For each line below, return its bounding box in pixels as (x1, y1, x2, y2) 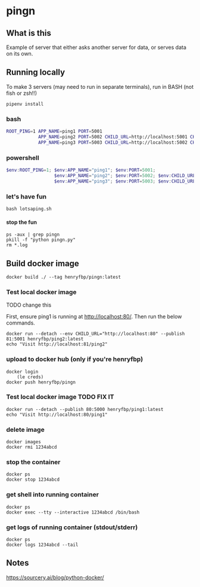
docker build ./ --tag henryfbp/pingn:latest (6, 274, 121, 280)
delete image (6, 425, 45, 434)
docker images (6, 439, 42, 445)
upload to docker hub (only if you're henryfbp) (6, 355, 143, 363)
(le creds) (17, 374, 44, 380)
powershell (6, 153, 40, 162)
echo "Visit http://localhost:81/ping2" (6, 341, 108, 347)
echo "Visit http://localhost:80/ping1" (6, 412, 108, 418)
